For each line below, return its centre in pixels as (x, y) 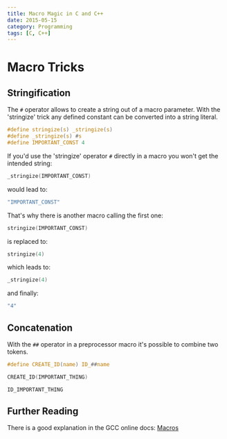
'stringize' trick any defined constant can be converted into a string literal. (112, 117)
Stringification (39, 93)
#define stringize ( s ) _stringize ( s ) (60, 130)
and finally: (23, 293)
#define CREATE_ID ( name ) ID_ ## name (58, 364)
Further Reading (43, 411)
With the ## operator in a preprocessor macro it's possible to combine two (113, 344)
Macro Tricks (46, 67)
